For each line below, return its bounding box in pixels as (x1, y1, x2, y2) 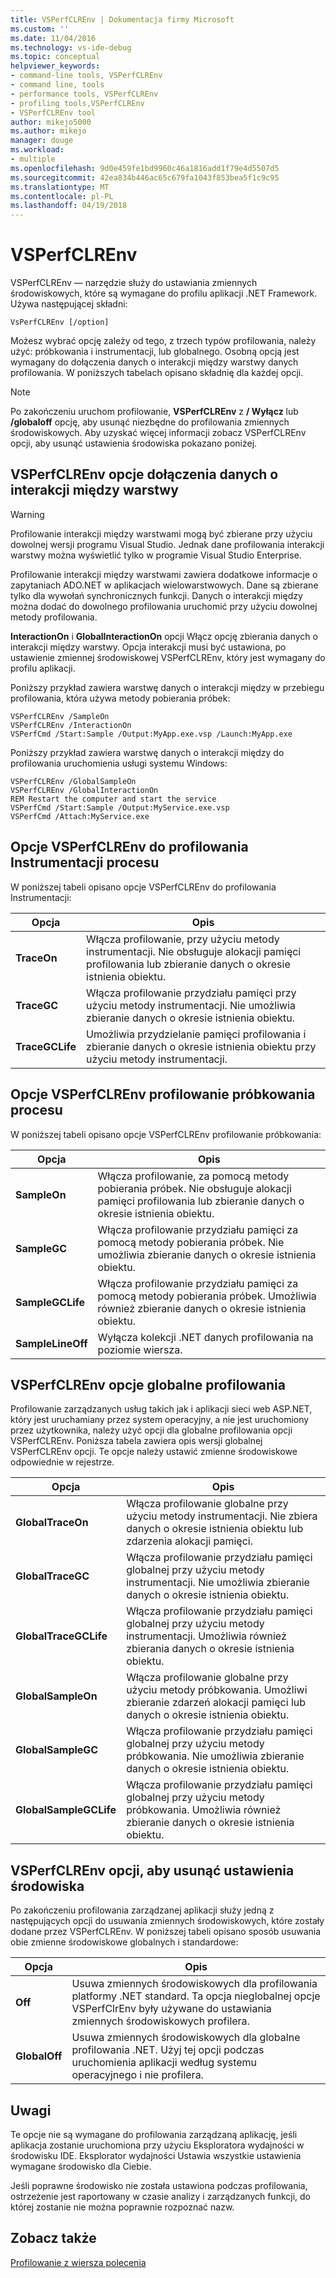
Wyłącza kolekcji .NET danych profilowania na (97, 1330, 314, 1344)
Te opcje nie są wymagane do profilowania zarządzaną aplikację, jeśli (10, 2128, 298, 2140)
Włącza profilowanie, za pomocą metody (97, 1169, 290, 1183)
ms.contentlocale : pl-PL (10, 191, 114, 201)
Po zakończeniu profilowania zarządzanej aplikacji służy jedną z (10, 1904, 275, 1916)
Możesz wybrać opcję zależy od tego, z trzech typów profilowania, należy (10, 335, 317, 347)
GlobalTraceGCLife (15, 1629, 108, 1643)
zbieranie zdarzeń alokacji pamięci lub (126, 1696, 307, 1710)
